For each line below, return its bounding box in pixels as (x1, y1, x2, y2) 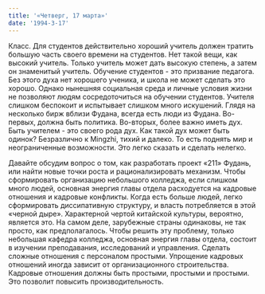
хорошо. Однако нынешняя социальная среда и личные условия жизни (8, 83, 252, 92)
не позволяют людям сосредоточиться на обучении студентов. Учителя (8, 92, 255, 101)
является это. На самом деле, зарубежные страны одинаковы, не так (8, 217, 247, 227)
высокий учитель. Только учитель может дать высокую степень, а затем (8, 57, 257, 68)
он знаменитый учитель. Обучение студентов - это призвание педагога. (8, 66, 255, 76)
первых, (8, 117, 36, 127)
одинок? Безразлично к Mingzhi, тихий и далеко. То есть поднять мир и (8, 134, 253, 143)
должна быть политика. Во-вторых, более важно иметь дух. (37, 117, 243, 127)
